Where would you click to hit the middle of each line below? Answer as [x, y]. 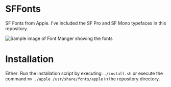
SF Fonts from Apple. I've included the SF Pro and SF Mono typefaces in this [86, 23]
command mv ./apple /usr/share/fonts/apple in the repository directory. [83, 79]
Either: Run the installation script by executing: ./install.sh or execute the [84, 73]
